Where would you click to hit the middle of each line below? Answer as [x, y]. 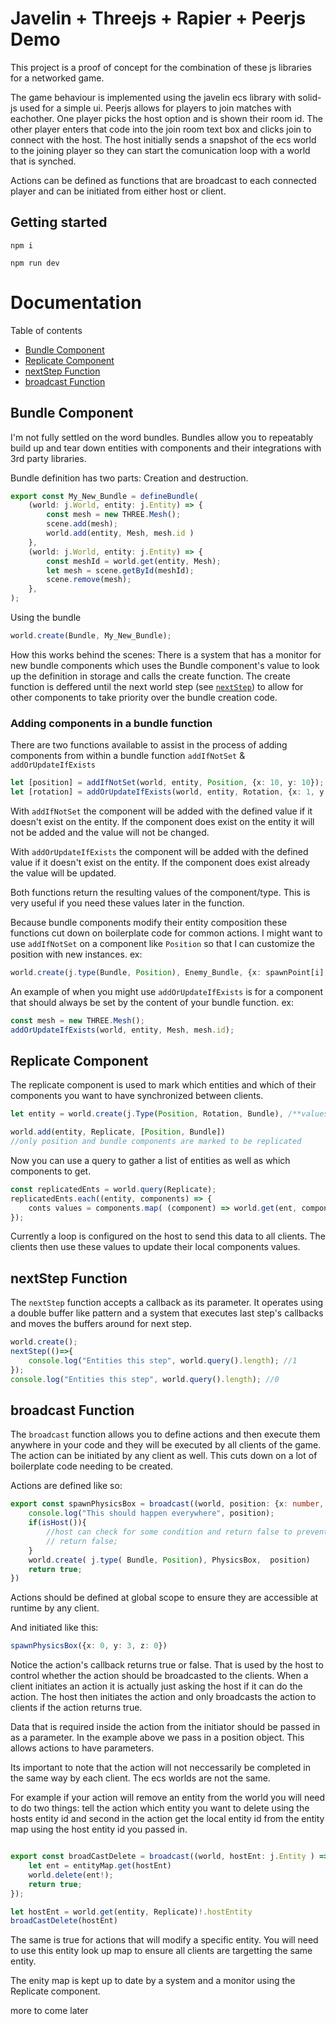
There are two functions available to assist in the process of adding [149, 745]
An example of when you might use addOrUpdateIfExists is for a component [166, 991]
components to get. [51, 1171]
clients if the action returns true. [76, 1708]
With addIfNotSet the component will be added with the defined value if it [161, 811]
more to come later [49, 2011]
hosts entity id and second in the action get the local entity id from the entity [167, 1819]
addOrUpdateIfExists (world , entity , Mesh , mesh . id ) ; [122, 1030]
